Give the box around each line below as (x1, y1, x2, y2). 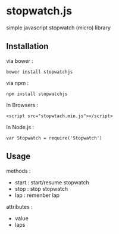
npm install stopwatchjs (6, 91, 68, 97)
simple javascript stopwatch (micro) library (6, 24, 111, 31)
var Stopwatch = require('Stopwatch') (6, 135, 102, 141)
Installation (6, 41, 49, 51)
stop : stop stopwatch (14, 185, 68, 192)
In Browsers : (6, 101, 39, 108)
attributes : (6, 203, 33, 210)
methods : (6, 167, 31, 174)
